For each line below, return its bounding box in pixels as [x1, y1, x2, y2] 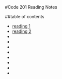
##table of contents [5, 14, 45, 19]
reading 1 [12, 23, 31, 29]
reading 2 [12, 28, 31, 34]
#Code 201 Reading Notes [5, 4, 57, 10]
